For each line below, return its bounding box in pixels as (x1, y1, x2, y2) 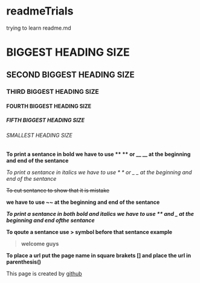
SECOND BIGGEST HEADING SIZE (6, 70, 135, 80)
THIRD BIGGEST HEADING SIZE (6, 88, 99, 96)
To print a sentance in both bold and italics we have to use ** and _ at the (6, 210, 195, 217)
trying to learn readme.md (6, 24, 71, 31)
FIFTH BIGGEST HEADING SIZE (6, 116, 85, 123)
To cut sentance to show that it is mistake (6, 186, 110, 194)
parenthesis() (6, 258, 41, 265)
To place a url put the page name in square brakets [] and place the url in (6, 252, 192, 259)
